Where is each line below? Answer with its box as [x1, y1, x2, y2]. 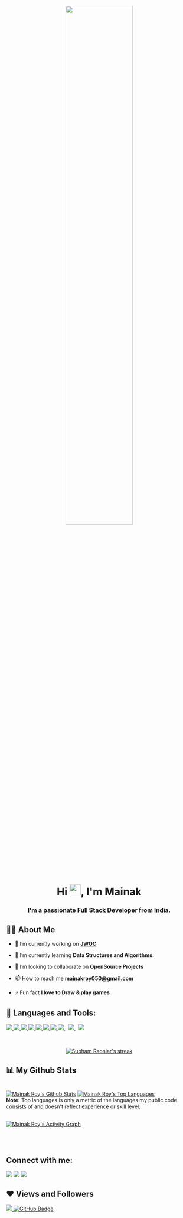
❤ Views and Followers [6, 1188, 94, 1199]
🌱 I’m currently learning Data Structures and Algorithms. [14, 951, 155, 959]
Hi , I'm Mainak [57, 885, 142, 898]
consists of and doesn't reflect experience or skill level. [6, 1103, 140, 1110]
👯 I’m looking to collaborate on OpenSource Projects [14, 963, 143, 970]
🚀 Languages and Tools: [6, 1008, 96, 1018]
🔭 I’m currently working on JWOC [14, 940, 97, 947]
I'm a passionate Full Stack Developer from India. [27, 906, 171, 914]
